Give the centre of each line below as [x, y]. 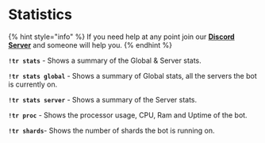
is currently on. [33, 84]
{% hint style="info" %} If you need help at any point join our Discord [122, 37]
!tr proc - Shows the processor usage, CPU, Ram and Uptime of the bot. [128, 115]
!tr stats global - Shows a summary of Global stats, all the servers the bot [132, 75]
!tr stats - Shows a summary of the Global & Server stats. [105, 60]
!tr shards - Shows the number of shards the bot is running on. [111, 130]
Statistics [40, 15]
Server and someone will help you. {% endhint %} [90, 44]
